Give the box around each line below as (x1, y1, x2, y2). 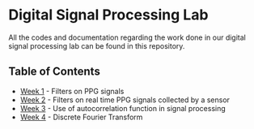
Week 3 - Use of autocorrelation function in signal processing (19, 103, 226, 113)
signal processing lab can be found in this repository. (8, 41, 185, 50)
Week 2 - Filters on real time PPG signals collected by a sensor (19, 95, 231, 105)
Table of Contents (8, 65, 101, 79)
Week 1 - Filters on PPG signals (19, 86, 125, 96)
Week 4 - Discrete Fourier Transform (19, 112, 143, 122)
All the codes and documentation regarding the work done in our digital (8, 32, 247, 42)
